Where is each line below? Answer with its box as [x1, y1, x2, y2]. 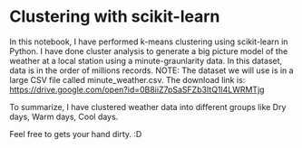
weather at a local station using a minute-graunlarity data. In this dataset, [9, 55, 283, 66]
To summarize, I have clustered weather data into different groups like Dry [9, 101, 287, 112]
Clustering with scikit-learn [9, 6, 220, 27]
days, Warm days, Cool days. [9, 111, 119, 122]
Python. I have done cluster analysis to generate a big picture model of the [9, 45, 288, 56]
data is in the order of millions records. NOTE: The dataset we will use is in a [9, 65, 294, 76]
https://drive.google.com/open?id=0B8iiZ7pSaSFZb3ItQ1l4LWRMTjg [9, 84, 265, 95]
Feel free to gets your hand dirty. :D [9, 128, 142, 139]
